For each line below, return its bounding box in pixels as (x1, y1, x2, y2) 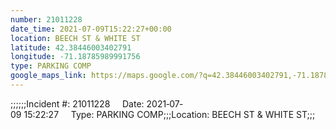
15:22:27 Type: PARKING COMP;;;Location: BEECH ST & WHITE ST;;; (23, 108, 316, 120)
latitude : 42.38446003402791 (10, 42, 132, 53)
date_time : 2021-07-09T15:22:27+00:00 (10, 24, 172, 34)
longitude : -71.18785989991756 (10, 52, 141, 62)
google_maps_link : (10, 71, 87, 81)
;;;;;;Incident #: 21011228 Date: (10, 97, 145, 110)
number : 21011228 (10, 14, 83, 25)
